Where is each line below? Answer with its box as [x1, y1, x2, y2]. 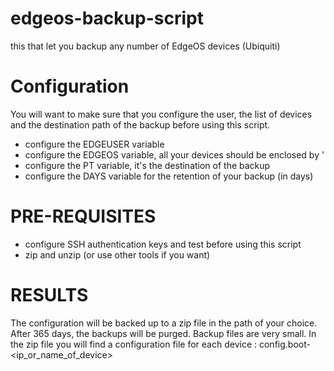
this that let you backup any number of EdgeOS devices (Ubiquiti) [10, 40, 281, 52]
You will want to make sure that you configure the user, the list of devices [10, 108, 313, 120]
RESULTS [10, 284, 89, 306]
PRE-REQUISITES [10, 205, 157, 228]
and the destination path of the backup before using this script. [10, 118, 271, 131]
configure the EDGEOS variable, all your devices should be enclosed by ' [24, 148, 325, 161]
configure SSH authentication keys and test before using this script [24, 238, 302, 250]
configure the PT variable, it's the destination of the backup [24, 159, 271, 171]
